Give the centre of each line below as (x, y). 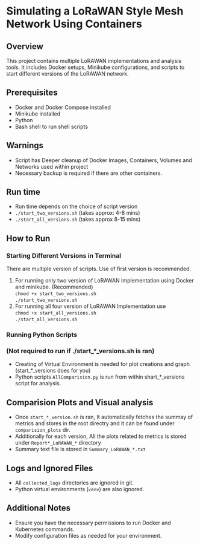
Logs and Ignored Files (50, 468)
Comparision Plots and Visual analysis (80, 403)
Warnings (25, 145)
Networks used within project (52, 166)
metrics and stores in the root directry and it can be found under (95, 423)
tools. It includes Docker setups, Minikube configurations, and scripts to (95, 67)
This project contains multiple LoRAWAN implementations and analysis (94, 61)
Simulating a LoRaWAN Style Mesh (95, 11)
